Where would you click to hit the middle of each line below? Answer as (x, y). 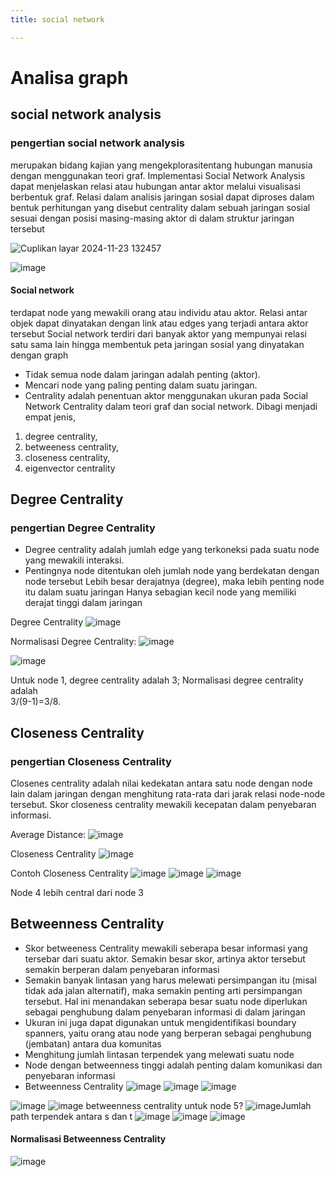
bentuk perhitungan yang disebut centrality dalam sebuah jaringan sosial (160, 207)
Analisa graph (69, 77)
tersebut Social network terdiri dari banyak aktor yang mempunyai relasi (158, 333)
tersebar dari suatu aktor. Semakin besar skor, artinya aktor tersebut (165, 958)
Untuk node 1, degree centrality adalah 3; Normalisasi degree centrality (157, 680)
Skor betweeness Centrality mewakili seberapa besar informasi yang (166, 948)
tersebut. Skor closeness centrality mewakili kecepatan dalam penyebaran (163, 805)
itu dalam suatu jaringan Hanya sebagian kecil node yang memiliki (160, 592)
